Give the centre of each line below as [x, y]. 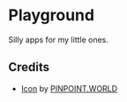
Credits [29, 67]
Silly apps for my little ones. [59, 40]
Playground [51, 15]
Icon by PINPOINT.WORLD [69, 88]
